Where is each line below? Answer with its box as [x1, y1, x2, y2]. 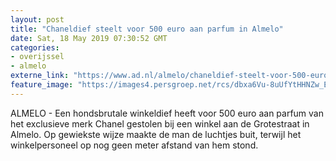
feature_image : [10, 80, 74, 90]
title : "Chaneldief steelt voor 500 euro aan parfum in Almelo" [10, 24, 284, 34]
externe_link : [10, 71, 70, 81]
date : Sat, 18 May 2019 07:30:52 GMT [10, 33, 168, 43]
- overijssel [10, 52, 65, 62]
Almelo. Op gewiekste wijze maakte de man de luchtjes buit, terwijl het [10, 128, 302, 140]
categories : [10, 42, 60, 53]
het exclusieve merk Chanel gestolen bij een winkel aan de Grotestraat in [10, 117, 310, 130]
